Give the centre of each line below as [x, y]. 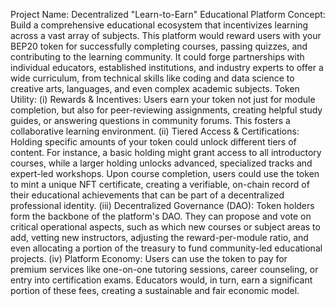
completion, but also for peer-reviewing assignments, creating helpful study [166, 110]
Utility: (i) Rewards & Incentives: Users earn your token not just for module [163, 99]
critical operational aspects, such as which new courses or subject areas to [165, 227]
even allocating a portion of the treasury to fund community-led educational [166, 248]
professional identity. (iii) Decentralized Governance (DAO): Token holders [162, 205]
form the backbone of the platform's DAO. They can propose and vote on [161, 216]
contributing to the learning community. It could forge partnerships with [157, 57]
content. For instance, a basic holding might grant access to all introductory [166, 152]
